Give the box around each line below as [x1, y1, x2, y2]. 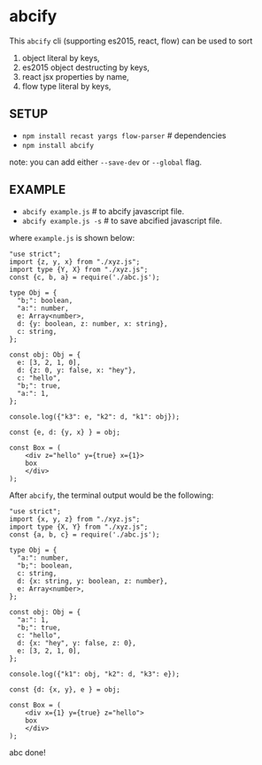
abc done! [9, 746, 46, 758]
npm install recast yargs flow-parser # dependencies [21, 130, 227, 141]
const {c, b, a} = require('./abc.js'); [9, 273, 161, 282]
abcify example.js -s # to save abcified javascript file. [21, 215, 223, 226]
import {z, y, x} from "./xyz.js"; [9, 257, 141, 267]
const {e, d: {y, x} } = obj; [9, 428, 121, 437]
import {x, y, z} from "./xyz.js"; [9, 514, 141, 523]
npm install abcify [21, 141, 95, 150]
